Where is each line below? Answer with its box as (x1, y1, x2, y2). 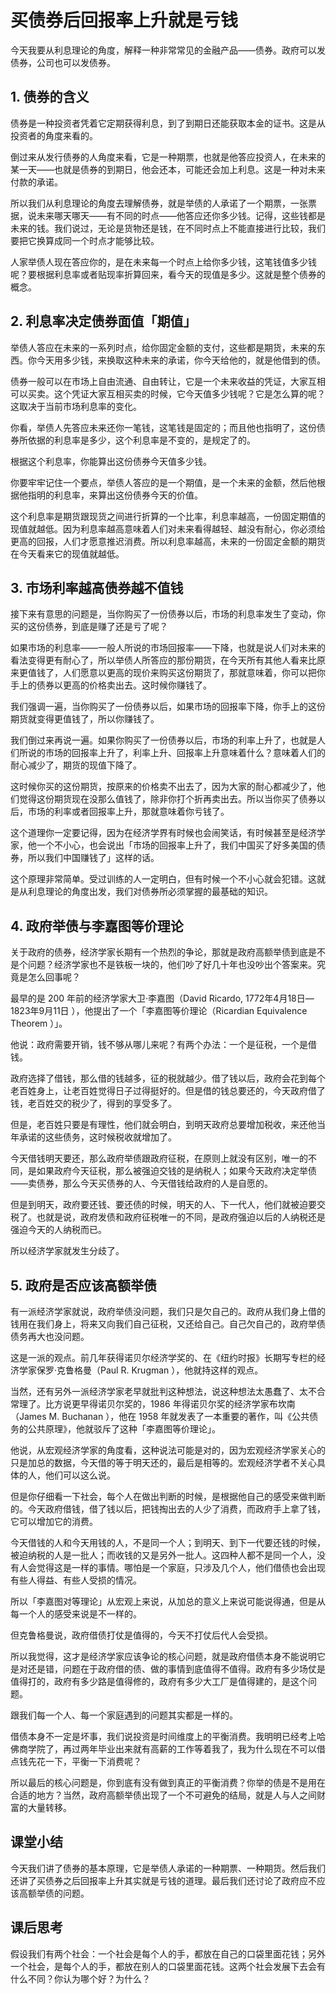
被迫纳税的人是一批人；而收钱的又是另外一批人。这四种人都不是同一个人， (10, 1549, 317, 1561)
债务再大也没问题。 (10, 1331, 90, 1342)
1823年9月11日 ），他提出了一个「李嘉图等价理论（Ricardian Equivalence (10, 1005, 308, 1017)
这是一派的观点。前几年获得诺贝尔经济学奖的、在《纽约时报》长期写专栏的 (10, 1352, 317, 1363)
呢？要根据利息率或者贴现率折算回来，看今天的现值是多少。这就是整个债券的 (10, 268, 326, 280)
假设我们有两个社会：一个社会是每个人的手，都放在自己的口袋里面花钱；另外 (10, 1947, 326, 1960)
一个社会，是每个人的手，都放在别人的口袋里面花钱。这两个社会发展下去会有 (10, 1960, 326, 1972)
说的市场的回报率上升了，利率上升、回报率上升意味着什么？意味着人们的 (27, 747, 326, 759)
